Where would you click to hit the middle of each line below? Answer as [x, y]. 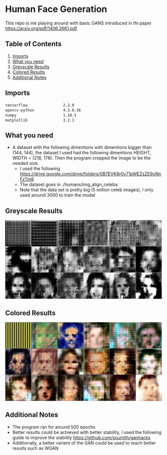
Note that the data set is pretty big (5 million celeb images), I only [86, 190]
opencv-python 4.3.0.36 [43, 110]
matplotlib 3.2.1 [40, 120]
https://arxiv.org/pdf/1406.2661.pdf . [42, 28]
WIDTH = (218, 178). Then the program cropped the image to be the [81, 158]
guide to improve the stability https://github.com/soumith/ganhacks [81, 438]
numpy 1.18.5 [41, 115]
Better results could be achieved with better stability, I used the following [87, 432]
